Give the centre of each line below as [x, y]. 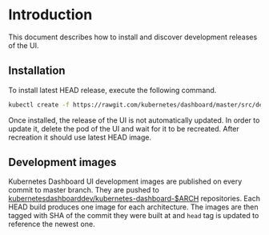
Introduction [50, 15]
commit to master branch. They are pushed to [84, 190]
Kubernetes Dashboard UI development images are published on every [125, 181]
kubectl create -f [39, 105]
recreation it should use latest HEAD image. [80, 137]
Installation [37, 71]
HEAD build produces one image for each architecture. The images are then [133, 207]
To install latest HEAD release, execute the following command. [112, 90]
